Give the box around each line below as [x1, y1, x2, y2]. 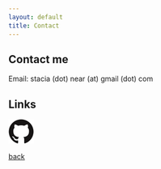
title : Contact [8, 21, 60, 30]
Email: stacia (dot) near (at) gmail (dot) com [8, 74, 154, 84]
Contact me [8, 53, 69, 66]
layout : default [8, 13, 63, 21]
